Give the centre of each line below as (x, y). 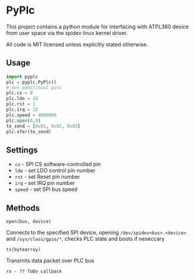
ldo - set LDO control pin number (55, 171)
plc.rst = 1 (21, 104)
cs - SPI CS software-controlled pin (58, 164)
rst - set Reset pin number (47, 177)
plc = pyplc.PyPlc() (32, 82)
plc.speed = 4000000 (32, 115)
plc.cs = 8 (19, 93)
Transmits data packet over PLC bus (50, 260)
